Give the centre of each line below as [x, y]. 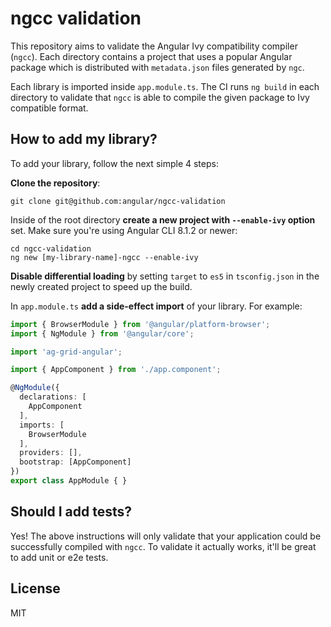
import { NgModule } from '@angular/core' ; [102, 333]
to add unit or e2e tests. [59, 557]
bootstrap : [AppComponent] [75, 462]
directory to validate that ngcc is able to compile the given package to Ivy [160, 97]
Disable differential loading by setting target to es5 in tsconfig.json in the [165, 276]
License [35, 588]
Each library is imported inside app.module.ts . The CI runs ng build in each [165, 86]
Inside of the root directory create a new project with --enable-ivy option [163, 219]
